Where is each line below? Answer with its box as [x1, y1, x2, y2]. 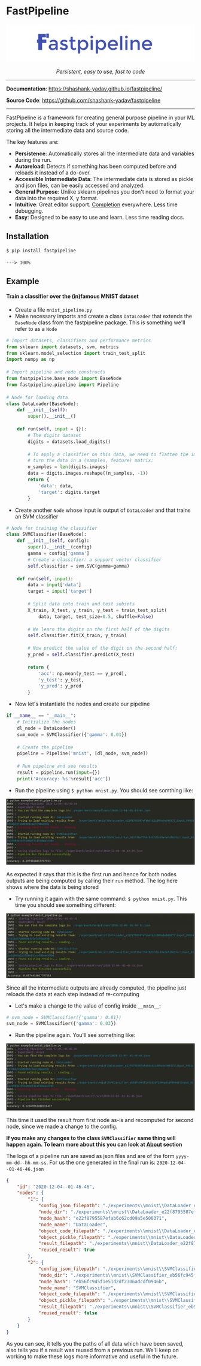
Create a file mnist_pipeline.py [14, 306, 93, 313]
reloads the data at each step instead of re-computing [6, 990, 139, 997]
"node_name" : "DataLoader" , [38, 1222, 109, 1228]
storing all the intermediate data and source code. [6, 127, 129, 134]
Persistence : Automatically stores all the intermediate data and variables [14, 150, 194, 157]
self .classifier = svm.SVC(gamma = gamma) [28, 563, 130, 569]
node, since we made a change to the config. [6, 1123, 118, 1130]
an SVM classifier [14, 512, 59, 520]
